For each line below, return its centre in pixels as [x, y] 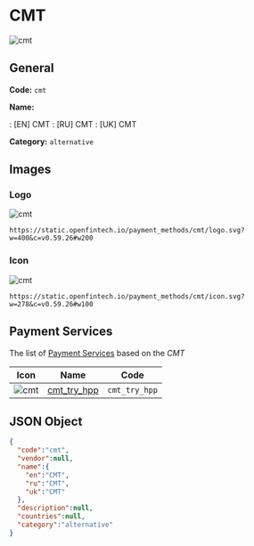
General [32, 68]
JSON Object [46, 421]
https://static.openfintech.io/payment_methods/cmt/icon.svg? [127, 296]
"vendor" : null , [45, 459]
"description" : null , [55, 509]
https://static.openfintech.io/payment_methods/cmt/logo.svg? [127, 231]
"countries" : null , [52, 517]
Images [30, 170]
